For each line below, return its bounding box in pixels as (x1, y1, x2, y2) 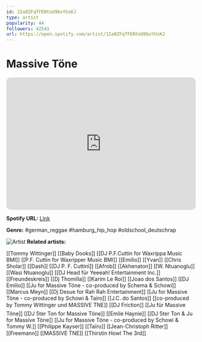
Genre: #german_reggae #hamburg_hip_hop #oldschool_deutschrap (6, 226, 176, 234)
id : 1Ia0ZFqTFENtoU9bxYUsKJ (6, 8, 77, 15)
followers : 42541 (6, 25, 50, 32)
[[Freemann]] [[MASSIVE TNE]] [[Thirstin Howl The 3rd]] (6, 329, 146, 337)
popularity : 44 (6, 20, 44, 26)
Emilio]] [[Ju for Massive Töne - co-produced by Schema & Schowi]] (6, 282, 176, 289)
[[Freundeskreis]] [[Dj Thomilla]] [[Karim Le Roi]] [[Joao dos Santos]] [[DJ (6, 275, 189, 283)
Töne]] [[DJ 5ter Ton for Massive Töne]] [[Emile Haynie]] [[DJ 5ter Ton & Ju (6, 310, 193, 317)
